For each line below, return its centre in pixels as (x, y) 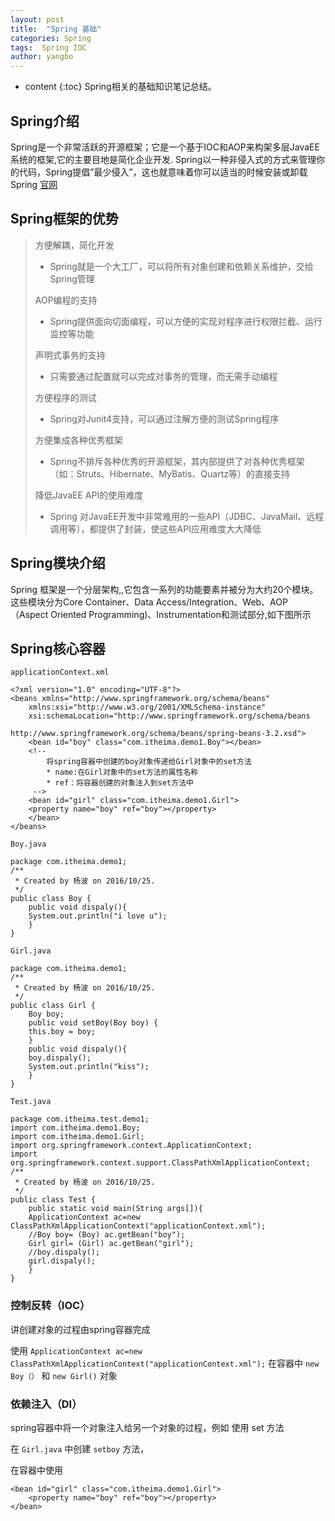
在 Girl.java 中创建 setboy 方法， (80, 1448)
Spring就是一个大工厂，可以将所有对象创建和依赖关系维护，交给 (181, 266)
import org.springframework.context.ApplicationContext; (131, 1146)
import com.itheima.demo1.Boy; (75, 1128)
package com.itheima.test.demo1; (80, 1119)
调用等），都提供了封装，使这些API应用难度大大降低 (155, 528)
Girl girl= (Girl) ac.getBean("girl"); (111, 1244)
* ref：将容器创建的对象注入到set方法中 (120, 783)
